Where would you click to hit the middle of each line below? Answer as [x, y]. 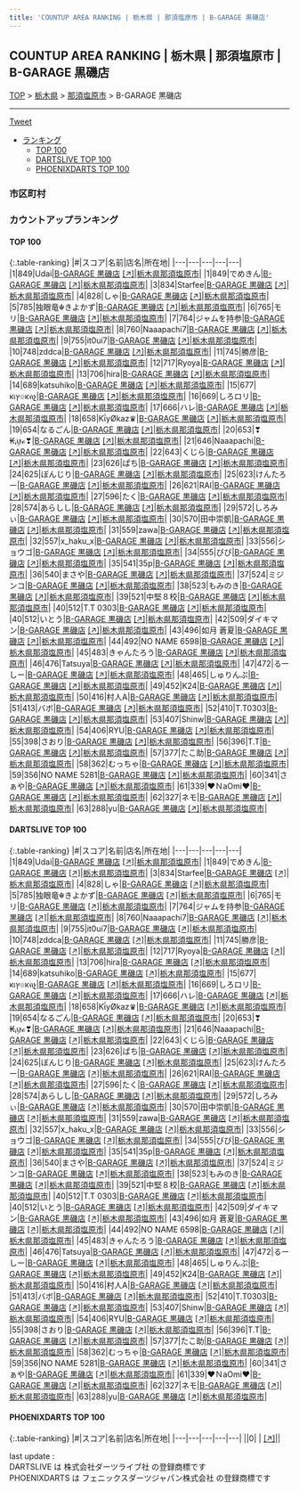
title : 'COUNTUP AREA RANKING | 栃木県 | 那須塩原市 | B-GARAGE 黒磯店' [139, 17]
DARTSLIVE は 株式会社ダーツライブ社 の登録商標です [108, 1466]
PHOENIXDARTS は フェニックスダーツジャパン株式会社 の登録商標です [140, 1478]
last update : [32, 1456]
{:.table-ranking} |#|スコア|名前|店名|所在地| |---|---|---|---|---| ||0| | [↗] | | [145, 1438]
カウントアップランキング [64, 220]
